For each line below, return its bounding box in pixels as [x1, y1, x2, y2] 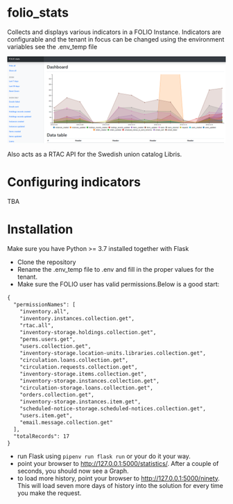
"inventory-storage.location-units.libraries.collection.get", [19, 349, 207, 356]
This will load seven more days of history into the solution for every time [17, 481, 223, 489]
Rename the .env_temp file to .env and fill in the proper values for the [17, 265, 214, 273]
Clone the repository [17, 258, 76, 266]
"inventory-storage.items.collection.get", [19, 370, 148, 377]
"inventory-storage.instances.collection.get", [19, 377, 159, 384]
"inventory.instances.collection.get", [19, 315, 135, 322]
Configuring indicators [7, 174, 141, 190]
